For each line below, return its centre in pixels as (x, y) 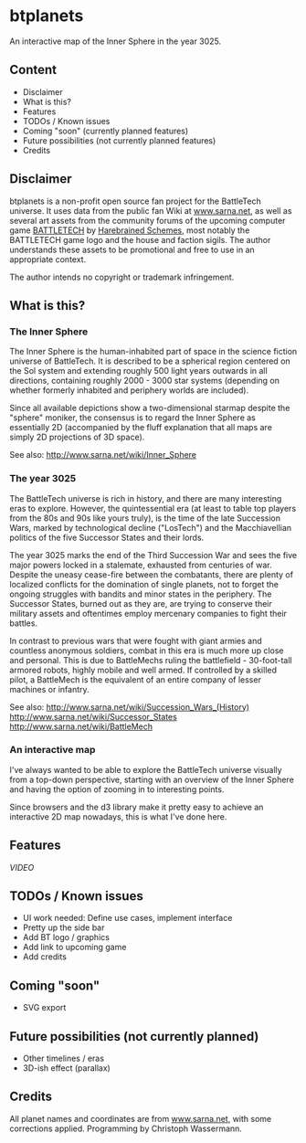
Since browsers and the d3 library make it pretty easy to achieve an (137, 807)
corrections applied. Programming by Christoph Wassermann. (126, 1128)
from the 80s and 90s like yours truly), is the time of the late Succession (145, 518)
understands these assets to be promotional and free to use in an (132, 249)
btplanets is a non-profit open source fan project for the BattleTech (136, 201)
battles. (24, 623)
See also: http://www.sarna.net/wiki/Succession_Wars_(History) (129, 707)
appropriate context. (48, 259)
